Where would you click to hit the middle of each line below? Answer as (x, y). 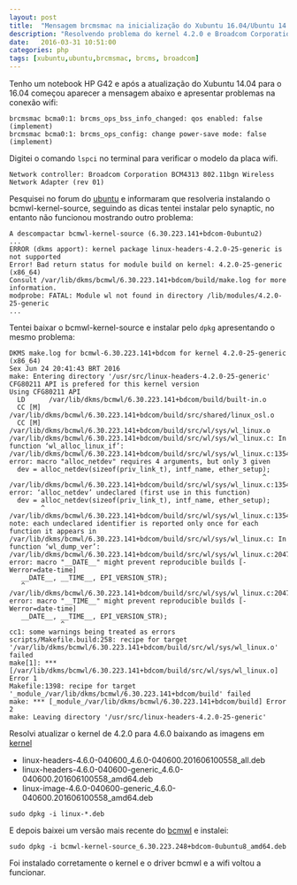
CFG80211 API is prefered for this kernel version (104, 384)
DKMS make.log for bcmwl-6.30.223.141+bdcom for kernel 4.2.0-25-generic (148, 353)
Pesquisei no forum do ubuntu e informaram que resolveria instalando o (140, 199)
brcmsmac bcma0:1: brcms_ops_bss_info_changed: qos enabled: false (136, 119)
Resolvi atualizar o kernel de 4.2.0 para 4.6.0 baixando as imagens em (137, 734)
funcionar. (28, 872)
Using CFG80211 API (45, 392)
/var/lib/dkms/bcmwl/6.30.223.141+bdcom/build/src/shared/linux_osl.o (142, 415)
